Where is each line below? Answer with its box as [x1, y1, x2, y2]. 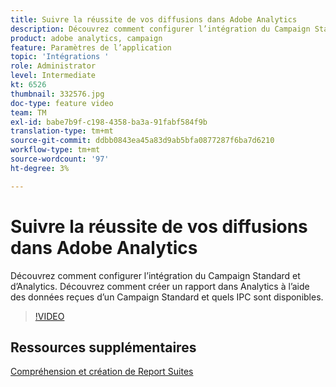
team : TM [10, 107, 47, 118]
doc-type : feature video [10, 98, 114, 108]
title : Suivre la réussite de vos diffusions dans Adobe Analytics [10, 14, 298, 25]
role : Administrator [10, 61, 97, 71]
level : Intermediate [10, 71, 97, 81]
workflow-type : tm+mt [10, 145, 101, 155]
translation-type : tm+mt [10, 126, 114, 136]
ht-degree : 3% [10, 163, 70, 173]
